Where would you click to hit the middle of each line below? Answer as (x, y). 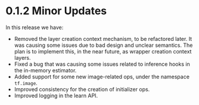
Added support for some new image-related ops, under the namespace (102, 77)
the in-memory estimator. (45, 70)
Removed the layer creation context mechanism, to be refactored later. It (103, 39)
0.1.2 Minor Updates (56, 11)
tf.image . (26, 83)
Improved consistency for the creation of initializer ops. (82, 89)
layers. (22, 58)
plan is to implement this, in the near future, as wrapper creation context (103, 51)
